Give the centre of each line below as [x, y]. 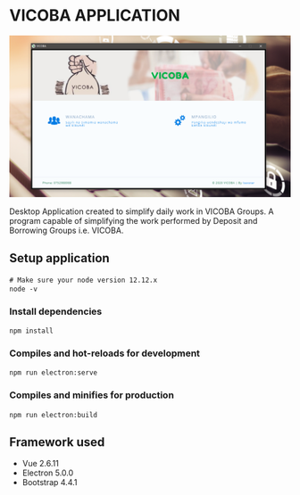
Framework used [57, 442]
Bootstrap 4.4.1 [50, 483]
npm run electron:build [54, 415]
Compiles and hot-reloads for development [105, 353]
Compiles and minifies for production [92, 395]
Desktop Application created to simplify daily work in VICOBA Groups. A [142, 211]
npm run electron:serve [54, 373]
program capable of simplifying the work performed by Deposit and [133, 220]
